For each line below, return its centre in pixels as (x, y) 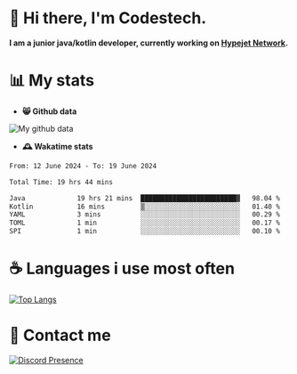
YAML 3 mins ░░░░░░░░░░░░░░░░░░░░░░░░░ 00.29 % (144, 215)
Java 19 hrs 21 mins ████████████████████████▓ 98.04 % (144, 198)
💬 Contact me (60, 335)
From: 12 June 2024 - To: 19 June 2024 (83, 166)
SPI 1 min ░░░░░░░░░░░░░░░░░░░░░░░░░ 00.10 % (144, 232)
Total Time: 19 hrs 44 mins (61, 182)
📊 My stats (52, 81)
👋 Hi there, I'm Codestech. (108, 18)
